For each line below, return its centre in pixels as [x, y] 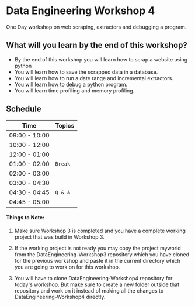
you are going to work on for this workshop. [67, 267]
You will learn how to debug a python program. [71, 84]
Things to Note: [25, 218]
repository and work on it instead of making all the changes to [89, 290]
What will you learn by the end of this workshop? [97, 45]
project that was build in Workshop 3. [60, 237]
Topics [65, 125]
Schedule [24, 109]
